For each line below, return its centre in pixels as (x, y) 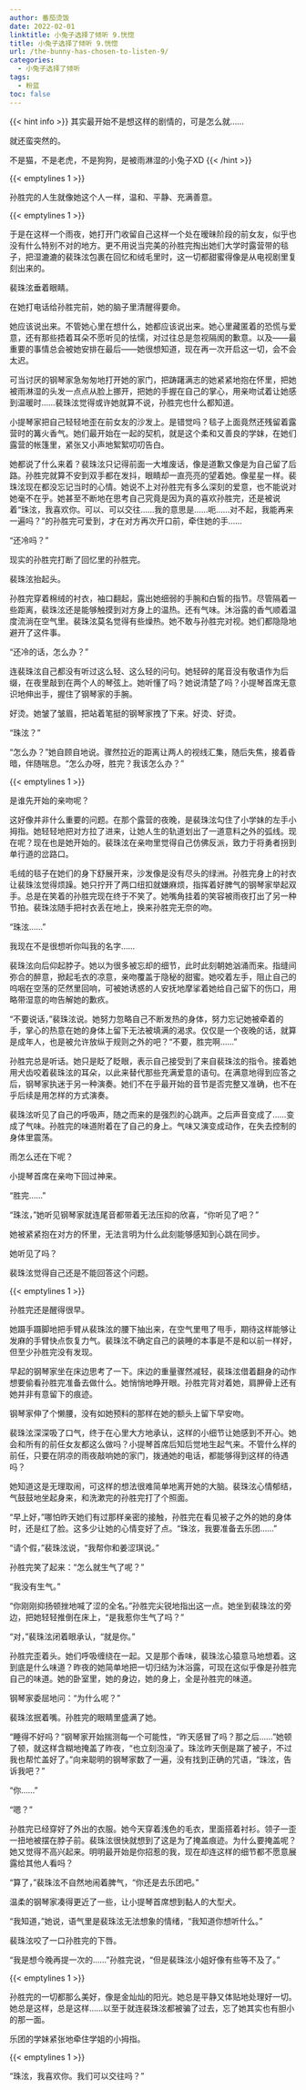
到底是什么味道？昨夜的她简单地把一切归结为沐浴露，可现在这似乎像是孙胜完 (153, 1667)
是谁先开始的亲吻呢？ (49, 800)
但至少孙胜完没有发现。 (53, 1351)
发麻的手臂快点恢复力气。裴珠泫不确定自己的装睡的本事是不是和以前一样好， (153, 1341)
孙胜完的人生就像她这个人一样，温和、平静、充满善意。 (113, 197)
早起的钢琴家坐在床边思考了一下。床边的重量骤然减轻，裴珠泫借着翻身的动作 (153, 1371)
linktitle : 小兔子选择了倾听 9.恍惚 (72, 35)
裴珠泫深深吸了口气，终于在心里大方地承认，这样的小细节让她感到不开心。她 (153, 1432)
